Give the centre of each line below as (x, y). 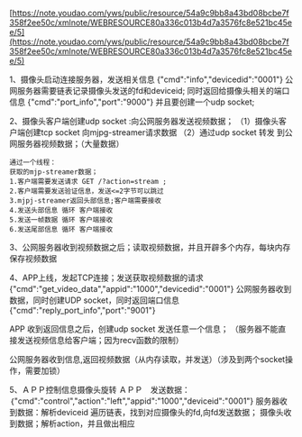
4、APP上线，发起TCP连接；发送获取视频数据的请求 (107, 278)
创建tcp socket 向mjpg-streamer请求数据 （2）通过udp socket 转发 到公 (159, 132)
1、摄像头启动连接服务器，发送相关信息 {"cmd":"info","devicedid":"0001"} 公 (151, 79)
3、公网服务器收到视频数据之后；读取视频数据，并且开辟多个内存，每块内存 (150, 247)
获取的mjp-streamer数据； (54, 172)
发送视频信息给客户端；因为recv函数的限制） (100, 340)
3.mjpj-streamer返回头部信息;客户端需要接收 (86, 201)
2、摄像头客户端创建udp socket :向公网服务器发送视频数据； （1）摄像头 (144, 121)
